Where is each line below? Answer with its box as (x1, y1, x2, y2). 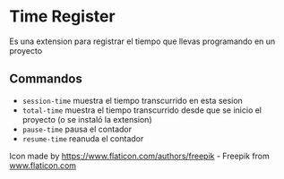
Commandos (9, 72, 82, 87)
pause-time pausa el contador (22, 124, 133, 134)
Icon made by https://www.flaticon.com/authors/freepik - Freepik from (9, 150, 271, 161)
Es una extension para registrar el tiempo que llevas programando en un (9, 36, 276, 47)
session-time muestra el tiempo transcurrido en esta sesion (22, 95, 244, 106)
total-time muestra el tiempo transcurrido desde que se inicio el (22, 105, 262, 115)
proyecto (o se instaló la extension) (22, 114, 152, 124)
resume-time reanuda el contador (22, 132, 144, 144)
